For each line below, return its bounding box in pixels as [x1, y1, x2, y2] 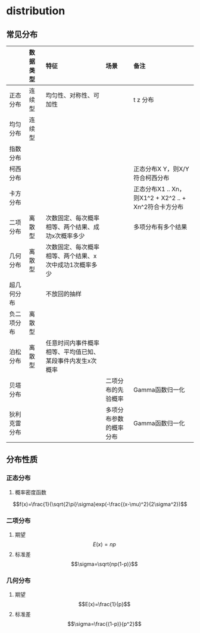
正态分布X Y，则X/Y [133, 165, 189, 173]
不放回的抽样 [45, 290, 82, 298]
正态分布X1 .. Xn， [133, 185, 186, 193]
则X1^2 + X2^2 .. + [133, 194, 186, 202]
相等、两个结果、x [45, 252, 97, 260]
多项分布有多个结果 [133, 223, 187, 231]
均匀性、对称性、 [45, 91, 94, 99]
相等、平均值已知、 [45, 348, 100, 356]
